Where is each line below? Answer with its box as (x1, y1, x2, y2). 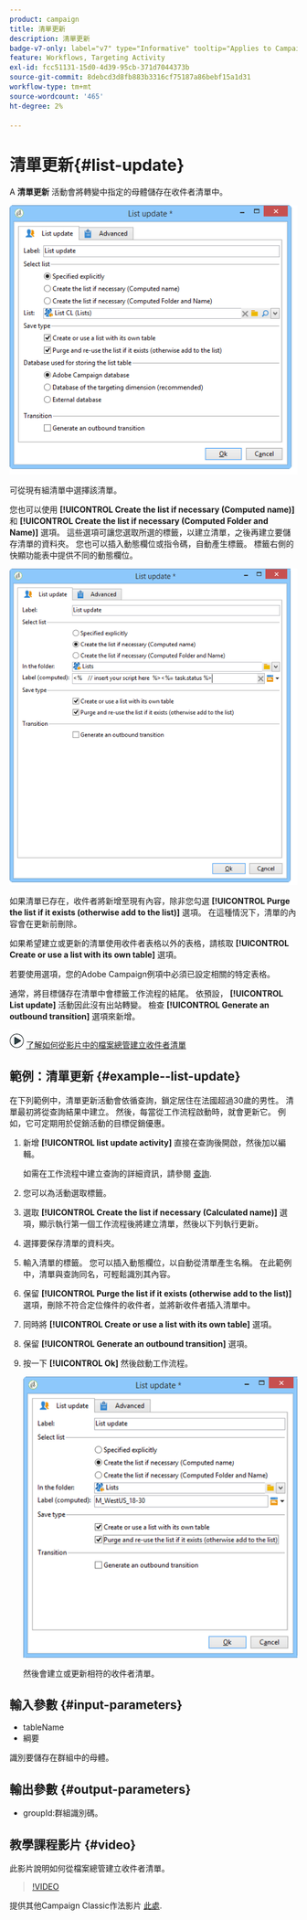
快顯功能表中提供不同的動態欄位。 (9, 549, 138, 561)
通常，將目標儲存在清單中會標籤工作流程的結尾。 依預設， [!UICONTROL (9, 987, 284, 998)
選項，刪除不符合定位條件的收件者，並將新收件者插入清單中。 (22, 1299, 256, 1310)
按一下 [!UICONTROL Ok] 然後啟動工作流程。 (22, 1358, 194, 1369)
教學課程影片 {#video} (9, 1837, 137, 1852)
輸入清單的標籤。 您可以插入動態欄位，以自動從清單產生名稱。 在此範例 (22, 1257, 292, 1268)
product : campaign (9, 15, 79, 24)
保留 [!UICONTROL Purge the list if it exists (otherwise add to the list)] (22, 1287, 292, 1298)
